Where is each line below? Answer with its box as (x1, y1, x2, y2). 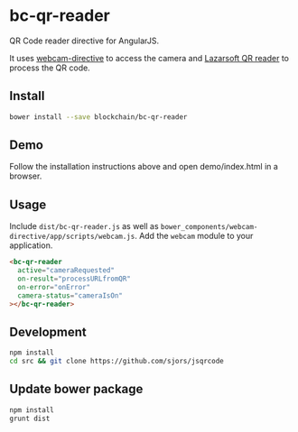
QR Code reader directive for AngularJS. (9, 35, 160, 46)
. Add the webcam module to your (134, 231, 254, 242)
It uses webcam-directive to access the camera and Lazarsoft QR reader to (9, 52, 290, 63)
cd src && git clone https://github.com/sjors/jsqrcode (9, 357, 224, 366)
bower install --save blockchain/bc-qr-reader (9, 112, 188, 122)
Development (9, 324, 88, 339)
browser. (9, 170, 42, 181)
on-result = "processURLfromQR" (17, 274, 131, 283)
